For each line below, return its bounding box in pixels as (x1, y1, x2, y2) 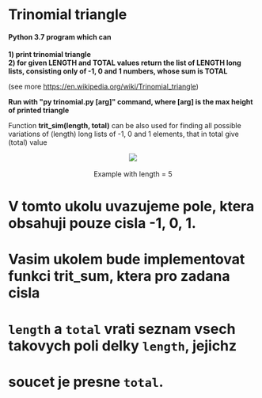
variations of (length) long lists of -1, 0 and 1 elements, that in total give (8, 129, 239, 139)
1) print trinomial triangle (8, 50, 91, 59)
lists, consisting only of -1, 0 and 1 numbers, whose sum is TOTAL (8, 66, 228, 76)
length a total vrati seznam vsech (8, 320, 236, 338)
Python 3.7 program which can (8, 32, 112, 41)
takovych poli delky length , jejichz (8, 336, 237, 354)
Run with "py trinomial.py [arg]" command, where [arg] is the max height (8, 97, 253, 107)
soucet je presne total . (8, 373, 164, 391)
